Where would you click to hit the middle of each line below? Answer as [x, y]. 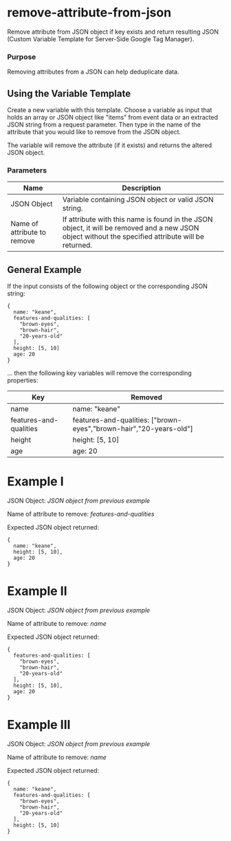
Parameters [27, 170]
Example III [39, 725]
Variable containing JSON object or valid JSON [138, 199]
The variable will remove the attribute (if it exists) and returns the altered [110, 145]
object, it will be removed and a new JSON [131, 228]
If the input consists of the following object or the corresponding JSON [107, 286]
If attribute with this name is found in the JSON [137, 219]
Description [142, 188]
